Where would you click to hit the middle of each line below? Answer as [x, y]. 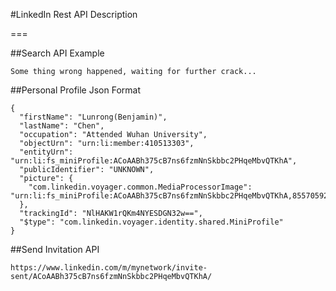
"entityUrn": [46, 152]
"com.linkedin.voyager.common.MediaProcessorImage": [140, 187]
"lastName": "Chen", [62, 126]
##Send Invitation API [55, 249]
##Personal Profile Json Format [75, 90]
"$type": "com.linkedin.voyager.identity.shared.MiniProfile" [151, 222]
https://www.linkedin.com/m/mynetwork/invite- [109, 268]
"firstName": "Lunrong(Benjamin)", [93, 117]
